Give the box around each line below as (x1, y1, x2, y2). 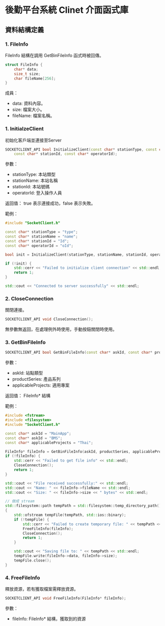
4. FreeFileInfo (5, 574, 40, 581)
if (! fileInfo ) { (5, 453, 41, 459)
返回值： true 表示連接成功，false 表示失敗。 (5, 200, 96, 207)
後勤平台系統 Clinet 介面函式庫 (5, 4, 129, 16)
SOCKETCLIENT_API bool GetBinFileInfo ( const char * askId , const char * (5, 350, 153, 355)
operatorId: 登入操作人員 (12, 190, 62, 196)
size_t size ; (14, 71, 41, 76)
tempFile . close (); (14, 558, 52, 563)
